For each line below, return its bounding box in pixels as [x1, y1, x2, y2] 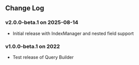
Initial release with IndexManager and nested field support [12, 30, 134, 36]
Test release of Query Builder [12, 54, 74, 60]
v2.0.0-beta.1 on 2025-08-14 [5, 19, 78, 26]
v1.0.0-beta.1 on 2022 [5, 42, 60, 49]
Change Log [5, 4, 44, 12]
